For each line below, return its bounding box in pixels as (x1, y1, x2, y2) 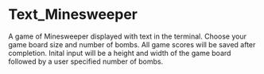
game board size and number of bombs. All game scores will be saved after (8, 39, 256, 49)
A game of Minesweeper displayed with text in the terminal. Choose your (8, 31, 247, 41)
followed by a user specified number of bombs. (8, 57, 164, 66)
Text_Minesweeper (8, 6, 138, 24)
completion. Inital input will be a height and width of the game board (8, 48, 231, 57)
